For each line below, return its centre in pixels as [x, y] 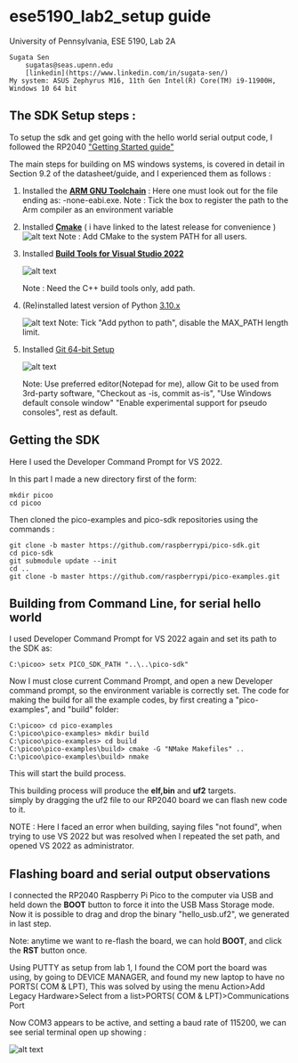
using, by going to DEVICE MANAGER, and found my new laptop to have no [147, 978]
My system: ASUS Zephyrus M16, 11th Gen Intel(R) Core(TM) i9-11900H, [143, 81]
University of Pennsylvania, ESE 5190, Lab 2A [93, 41]
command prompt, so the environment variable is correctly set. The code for [149, 691]
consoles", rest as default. [70, 412]
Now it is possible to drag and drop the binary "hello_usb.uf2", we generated [149, 914]
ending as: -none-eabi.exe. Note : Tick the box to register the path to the [155, 200]
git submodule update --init [63, 561]
